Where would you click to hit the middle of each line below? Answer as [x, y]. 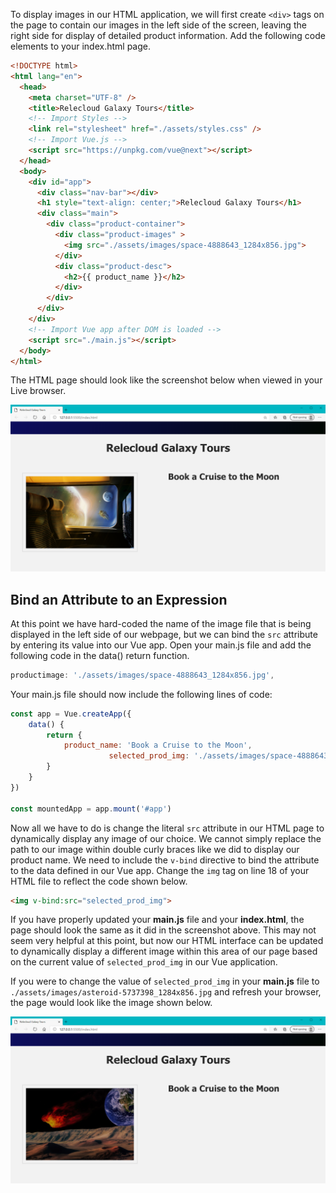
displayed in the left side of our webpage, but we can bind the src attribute [164, 634]
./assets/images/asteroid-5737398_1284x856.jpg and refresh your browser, [166, 992]
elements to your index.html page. [80, 46]
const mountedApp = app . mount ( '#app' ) [91, 809]
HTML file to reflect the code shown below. [99, 881]
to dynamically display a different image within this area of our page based [164, 951]
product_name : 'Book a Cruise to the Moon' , [158, 745]
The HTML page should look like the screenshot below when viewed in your [166, 380]
